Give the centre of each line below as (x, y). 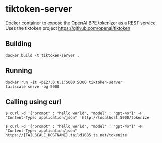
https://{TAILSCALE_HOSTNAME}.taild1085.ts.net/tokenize (66, 135)
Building (18, 44)
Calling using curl (33, 102)
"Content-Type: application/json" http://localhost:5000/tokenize (77, 118)
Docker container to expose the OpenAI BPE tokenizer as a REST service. (81, 23)
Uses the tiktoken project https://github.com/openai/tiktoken (68, 28)
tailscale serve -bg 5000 (32, 87)
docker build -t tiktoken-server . (43, 55)
